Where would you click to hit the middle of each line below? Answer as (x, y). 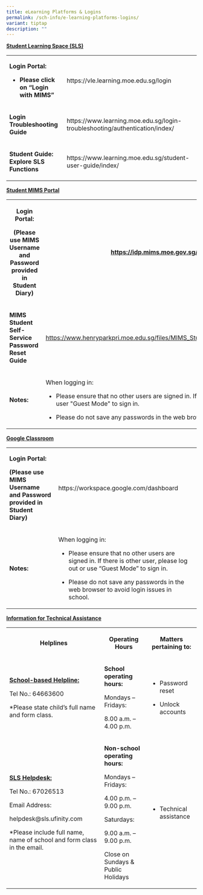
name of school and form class (53, 840)
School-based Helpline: (44, 680)
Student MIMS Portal (33, 190)
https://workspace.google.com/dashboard (118, 488)
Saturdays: (119, 820)
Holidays (117, 877)
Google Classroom (30, 438)
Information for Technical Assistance (54, 618)
